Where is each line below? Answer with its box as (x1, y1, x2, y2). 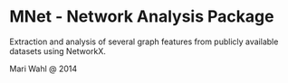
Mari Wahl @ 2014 (9, 63, 78, 74)
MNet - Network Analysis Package (9, 6, 274, 27)
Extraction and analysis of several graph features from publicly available (9, 36, 279, 47)
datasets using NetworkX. (9, 45, 106, 56)
